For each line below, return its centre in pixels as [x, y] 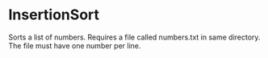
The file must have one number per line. [75, 45]
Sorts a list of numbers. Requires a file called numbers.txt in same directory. [134, 37]
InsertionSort [54, 15]
